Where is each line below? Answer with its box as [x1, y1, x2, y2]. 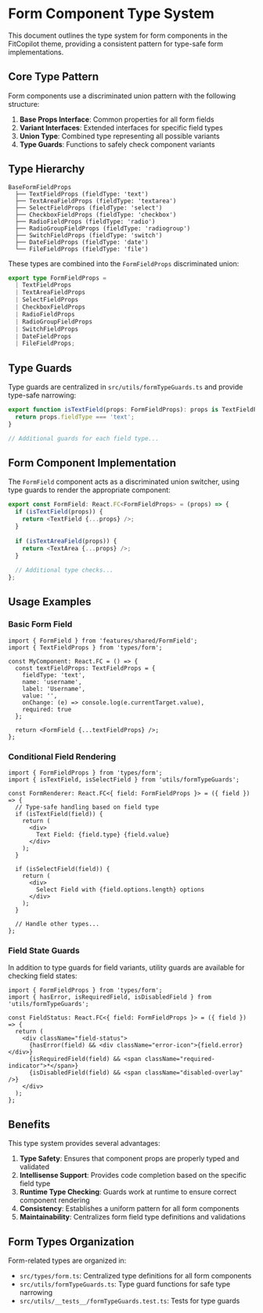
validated [19, 1162, 49, 1172]
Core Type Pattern [8, 70, 99, 83]
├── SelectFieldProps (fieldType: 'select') [15, 203, 163, 212]
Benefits [8, 1117, 51, 1131]
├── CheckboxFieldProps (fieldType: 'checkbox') [15, 210, 177, 218]
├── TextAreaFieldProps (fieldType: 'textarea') [15, 197, 177, 205]
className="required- [144, 1055, 215, 1063]
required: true [22, 705, 72, 713]
